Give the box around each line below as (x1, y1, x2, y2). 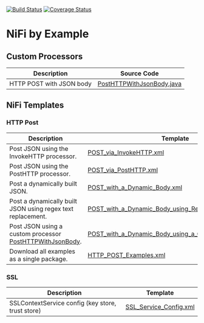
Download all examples (9, 247, 76, 255)
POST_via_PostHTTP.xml (87, 165, 158, 174)
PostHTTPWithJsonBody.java (97, 80, 182, 88)
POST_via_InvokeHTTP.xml (87, 148, 165, 156)
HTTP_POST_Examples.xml (87, 251, 166, 259)
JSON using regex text (9, 204, 74, 213)
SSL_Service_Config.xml (125, 302, 195, 311)
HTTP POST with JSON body (9, 80, 92, 88)
